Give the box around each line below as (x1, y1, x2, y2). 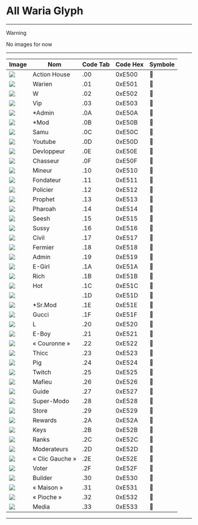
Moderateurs (32, 445, 69, 453)
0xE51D (115, 291, 138, 299)
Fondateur (32, 176, 61, 184)
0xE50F (115, 157, 137, 165)
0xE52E (115, 454, 137, 462)
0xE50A (115, 108, 138, 116)
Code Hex (115, 60, 144, 69)
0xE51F (115, 310, 137, 319)
